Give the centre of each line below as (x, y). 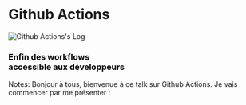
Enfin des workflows (49, 56)
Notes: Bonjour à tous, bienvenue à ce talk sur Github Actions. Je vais (123, 84)
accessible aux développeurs (67, 67)
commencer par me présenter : (60, 93)
